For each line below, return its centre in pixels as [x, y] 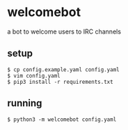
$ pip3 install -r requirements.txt [60, 82]
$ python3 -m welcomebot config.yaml [62, 120]
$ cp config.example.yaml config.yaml [63, 70]
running [25, 103]
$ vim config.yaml [34, 75]
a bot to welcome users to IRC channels [64, 31]
